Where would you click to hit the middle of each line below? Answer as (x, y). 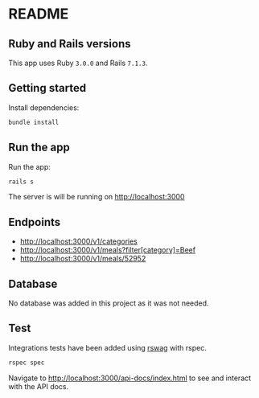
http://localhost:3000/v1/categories (79, 241)
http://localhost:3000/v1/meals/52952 (83, 259)
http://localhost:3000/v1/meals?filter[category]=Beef (107, 250)
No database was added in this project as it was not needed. (109, 303)
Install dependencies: (44, 107)
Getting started (47, 88)
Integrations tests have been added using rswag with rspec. (107, 347)
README (39, 14)
